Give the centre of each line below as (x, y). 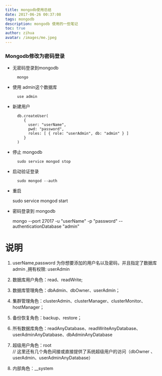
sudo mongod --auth (37, 181)
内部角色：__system (33, 369)
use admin (27, 97)
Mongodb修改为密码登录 (35, 56)
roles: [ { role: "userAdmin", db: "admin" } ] (79, 134)
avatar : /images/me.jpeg (31, 38)
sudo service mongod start (40, 201)
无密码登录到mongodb (35, 68)
